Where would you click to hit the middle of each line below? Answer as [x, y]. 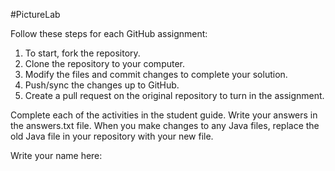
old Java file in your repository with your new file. [112, 136]
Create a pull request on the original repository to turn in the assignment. [174, 95]
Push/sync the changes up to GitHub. [102, 85]
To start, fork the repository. [82, 53]
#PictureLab [35, 14]
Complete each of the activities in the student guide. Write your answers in [164, 115]
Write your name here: [56, 155]
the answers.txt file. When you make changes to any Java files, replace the [165, 125]
